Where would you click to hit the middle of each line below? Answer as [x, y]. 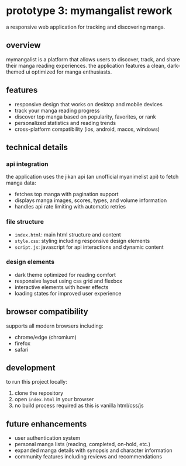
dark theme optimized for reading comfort [65, 274]
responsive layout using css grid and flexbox [68, 281]
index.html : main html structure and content [68, 234]
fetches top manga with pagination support [66, 194]
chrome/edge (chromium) [46, 337]
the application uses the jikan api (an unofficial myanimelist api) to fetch [92, 177]
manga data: [21, 183]
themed [15, 72]
